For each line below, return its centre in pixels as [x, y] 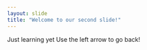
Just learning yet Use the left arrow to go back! [74, 39]
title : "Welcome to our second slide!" [64, 20]
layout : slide [27, 13]
